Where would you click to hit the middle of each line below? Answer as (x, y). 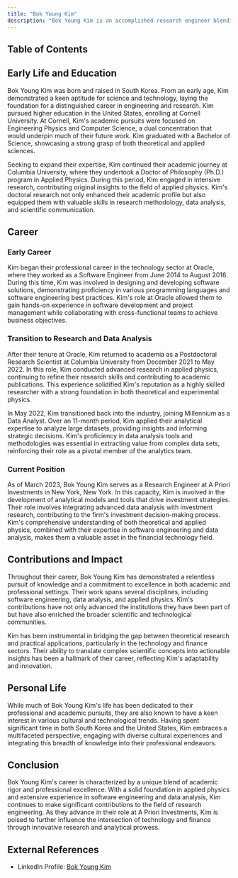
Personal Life (37, 688)
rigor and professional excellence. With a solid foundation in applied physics (119, 790)
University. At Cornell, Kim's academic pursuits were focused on (101, 121)
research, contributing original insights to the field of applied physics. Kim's (118, 187)
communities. (27, 622)
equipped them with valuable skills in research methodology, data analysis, (117, 202)
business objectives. (37, 321)
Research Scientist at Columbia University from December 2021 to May (111, 362)
